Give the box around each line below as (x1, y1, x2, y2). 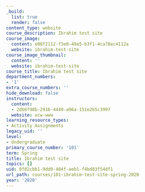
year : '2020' (6, 177, 38, 183)
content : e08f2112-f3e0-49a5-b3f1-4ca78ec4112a (11, 42, 129, 47)
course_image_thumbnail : (6, 52, 66, 58)
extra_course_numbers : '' (6, 85, 69, 91)
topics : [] (6, 161, 33, 167)
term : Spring (6, 150, 38, 156)
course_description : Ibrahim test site (6, 30, 103, 36)
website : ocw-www (11, 112, 54, 118)
